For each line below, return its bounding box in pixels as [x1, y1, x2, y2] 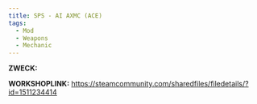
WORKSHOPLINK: [8, 79, 70, 89]
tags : [8, 19, 27, 27]
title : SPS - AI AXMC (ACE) [8, 11, 103, 20]
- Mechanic [15, 42, 52, 50]
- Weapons [15, 34, 48, 42]
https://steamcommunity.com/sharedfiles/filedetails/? [71, 79, 249, 89]
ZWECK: [8, 63, 38, 73]
